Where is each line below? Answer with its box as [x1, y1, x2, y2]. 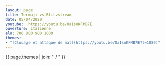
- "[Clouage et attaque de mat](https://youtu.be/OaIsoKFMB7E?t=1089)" [5, 40, 160, 45]
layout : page [5, 7, 33, 13]
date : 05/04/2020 [5, 17, 42, 22]
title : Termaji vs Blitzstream [5, 12, 72, 17]
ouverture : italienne [5, 26, 51, 31]
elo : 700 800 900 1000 [5, 31, 53, 36]
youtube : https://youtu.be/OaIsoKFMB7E [5, 21, 93, 27]
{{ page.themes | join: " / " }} [5, 54, 65, 60]
